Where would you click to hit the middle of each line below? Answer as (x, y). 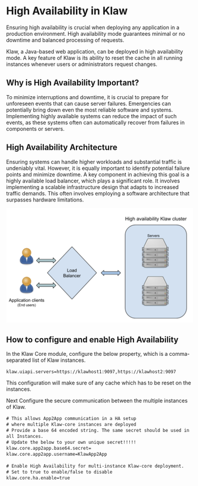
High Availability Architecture (62, 148)
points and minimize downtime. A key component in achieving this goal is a (98, 174)
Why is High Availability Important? (73, 83)
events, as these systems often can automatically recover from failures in (95, 122)
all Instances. (25, 436)
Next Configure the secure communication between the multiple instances (97, 400)
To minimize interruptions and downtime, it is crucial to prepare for (87, 97)
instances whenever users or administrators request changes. (82, 64)
